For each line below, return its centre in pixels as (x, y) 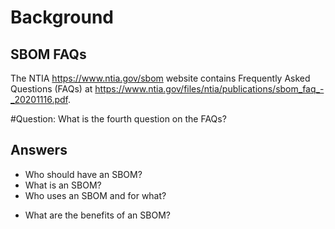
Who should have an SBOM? (83, 174)
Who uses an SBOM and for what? (95, 195)
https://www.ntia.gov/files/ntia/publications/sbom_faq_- (209, 89)
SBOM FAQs (48, 54)
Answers (39, 150)
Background (62, 17)
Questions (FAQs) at (51, 89)
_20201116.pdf (39, 99)
